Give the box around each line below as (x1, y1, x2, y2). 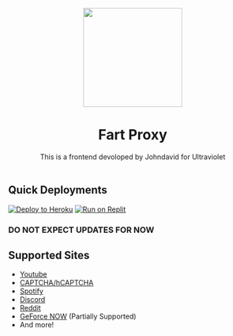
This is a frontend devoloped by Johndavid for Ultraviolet (39, 151, 226, 162)
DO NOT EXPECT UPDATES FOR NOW (8, 224, 155, 235)
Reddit (19, 304, 41, 313)
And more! (19, 320, 54, 330)
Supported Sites (8, 249, 90, 262)
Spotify (19, 286, 43, 296)
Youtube (19, 269, 47, 279)
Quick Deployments (8, 183, 108, 197)
